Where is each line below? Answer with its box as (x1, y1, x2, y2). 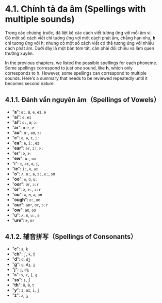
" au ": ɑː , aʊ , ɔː (12, 130, 42, 135)
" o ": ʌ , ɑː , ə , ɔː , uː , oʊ (12, 171, 55, 177)
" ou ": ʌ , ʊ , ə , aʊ (12, 191, 42, 197)
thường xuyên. (5, 50, 34, 56)
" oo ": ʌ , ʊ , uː (12, 176, 38, 182)
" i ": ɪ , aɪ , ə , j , (12, 160, 40, 166)
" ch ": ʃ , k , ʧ (12, 251, 35, 257)
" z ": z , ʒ (12, 292, 28, 298)
